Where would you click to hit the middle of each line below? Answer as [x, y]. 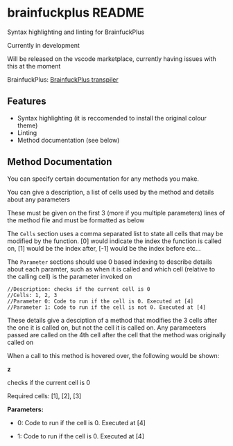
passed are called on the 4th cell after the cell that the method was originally [117, 334]
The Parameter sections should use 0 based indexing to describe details [110, 262]
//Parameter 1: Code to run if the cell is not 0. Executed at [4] [107, 307]
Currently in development [43, 45]
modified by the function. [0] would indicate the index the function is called [114, 241]
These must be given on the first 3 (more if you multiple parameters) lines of [116, 213]
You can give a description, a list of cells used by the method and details [111, 192]
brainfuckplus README [76, 13]
